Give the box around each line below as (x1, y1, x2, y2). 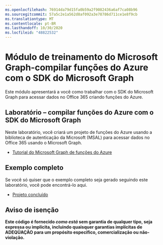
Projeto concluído (12, 191, 48, 198)
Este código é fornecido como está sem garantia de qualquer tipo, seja (5, 219, 153, 225)
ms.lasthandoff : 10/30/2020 (5, 26, 63, 31)
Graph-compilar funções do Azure (5, 62, 149, 73)
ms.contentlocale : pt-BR (5, 21, 56, 26)
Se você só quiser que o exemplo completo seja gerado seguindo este (5, 176, 148, 183)
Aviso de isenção (5, 205, 59, 214)
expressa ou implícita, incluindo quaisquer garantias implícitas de (5, 224, 143, 230)
